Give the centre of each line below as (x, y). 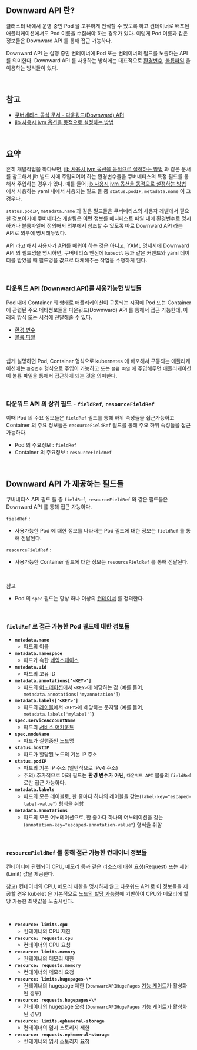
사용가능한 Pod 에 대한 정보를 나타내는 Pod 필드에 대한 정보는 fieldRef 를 (100, 530)
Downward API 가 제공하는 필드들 (65, 484)
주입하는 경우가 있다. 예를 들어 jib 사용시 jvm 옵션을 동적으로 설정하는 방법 (101, 184)
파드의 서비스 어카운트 (49, 727)
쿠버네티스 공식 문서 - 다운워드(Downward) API (69, 115)
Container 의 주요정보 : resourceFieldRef (63, 453)
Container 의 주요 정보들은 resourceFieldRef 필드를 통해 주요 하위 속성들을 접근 (98, 425)
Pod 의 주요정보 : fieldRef (46, 445)
